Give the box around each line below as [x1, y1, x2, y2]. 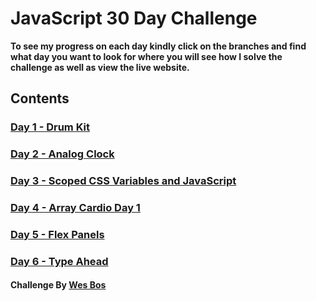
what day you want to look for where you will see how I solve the [10, 50, 283, 62]
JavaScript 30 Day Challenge [10, 7, 258, 30]
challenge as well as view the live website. [10, 61, 190, 73]
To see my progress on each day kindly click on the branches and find [10, 40, 307, 52]
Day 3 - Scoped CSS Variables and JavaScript [10, 174, 237, 188]
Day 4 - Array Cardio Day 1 [10, 201, 141, 215]
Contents [10, 90, 70, 107]
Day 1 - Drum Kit [10, 120, 90, 134]
